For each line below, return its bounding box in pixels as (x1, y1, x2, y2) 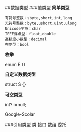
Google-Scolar (5, 111, 35, 117)
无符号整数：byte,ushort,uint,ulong (5, 21, 77, 26)
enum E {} (5, 62, 26, 67)
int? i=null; (5, 102, 26, 107)
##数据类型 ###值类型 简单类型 (5, 5, 70, 10)
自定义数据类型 (5, 71, 36, 77)
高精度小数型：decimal (5, 37, 47, 42)
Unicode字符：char (5, 26, 41, 31)
